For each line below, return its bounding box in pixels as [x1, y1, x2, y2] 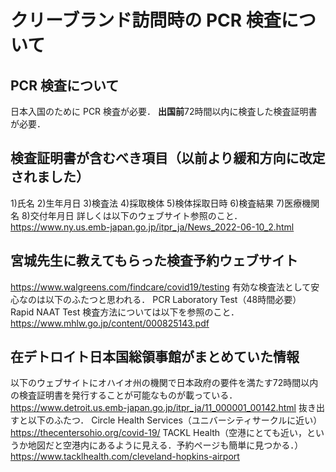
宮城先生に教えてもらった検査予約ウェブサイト [10, 252, 298, 270]
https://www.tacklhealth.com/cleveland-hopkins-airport [10, 451, 240, 463]
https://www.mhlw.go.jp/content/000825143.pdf [10, 317, 210, 329]
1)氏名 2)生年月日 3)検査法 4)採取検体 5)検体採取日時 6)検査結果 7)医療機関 [10, 197, 320, 209]
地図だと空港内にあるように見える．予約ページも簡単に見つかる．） [27, 439, 304, 451]
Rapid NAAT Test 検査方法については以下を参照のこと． [10, 306, 240, 318]
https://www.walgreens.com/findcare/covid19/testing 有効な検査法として [10, 281, 312, 293]
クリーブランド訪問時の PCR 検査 [10, 9, 282, 32]
